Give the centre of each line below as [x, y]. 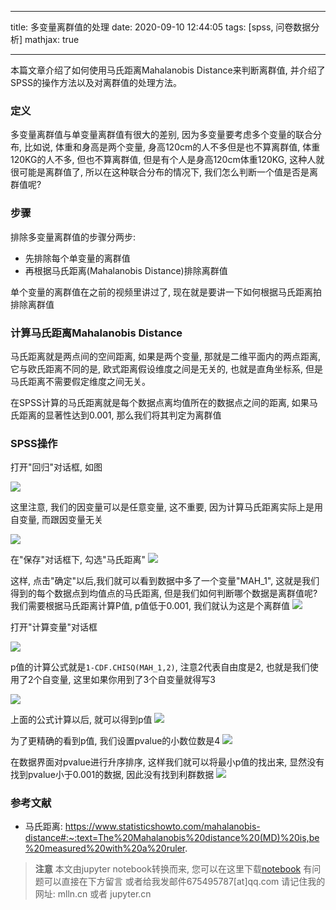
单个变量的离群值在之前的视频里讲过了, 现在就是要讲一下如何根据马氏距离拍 [166, 292]
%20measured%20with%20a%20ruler [105, 848]
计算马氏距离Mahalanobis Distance [96, 333]
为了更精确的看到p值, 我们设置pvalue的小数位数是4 [115, 741]
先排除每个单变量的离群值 [77, 258]
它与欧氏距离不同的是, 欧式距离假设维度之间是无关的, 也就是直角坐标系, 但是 [166, 368]
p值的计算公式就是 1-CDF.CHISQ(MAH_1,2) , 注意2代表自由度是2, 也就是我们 [160, 667]
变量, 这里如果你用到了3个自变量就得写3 [133, 680]
